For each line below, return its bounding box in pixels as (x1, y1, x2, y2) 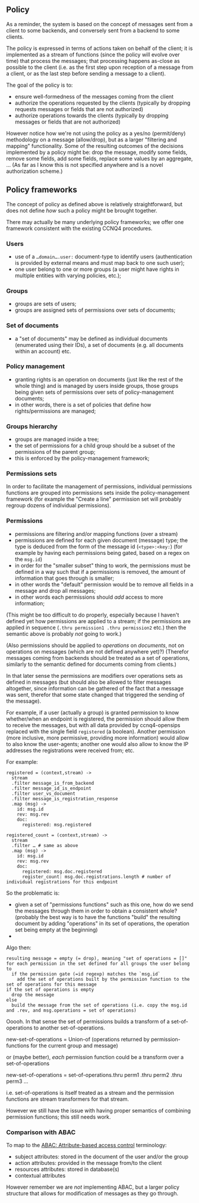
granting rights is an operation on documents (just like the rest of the (14, 375, 183, 383)
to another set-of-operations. (33, 1024, 105, 1031)
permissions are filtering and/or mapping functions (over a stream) (14, 530, 178, 537)
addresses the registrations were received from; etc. (6, 747, 135, 754)
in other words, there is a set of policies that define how (14, 401, 151, 408)
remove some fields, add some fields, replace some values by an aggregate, (6, 154, 193, 162)
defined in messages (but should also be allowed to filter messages (6, 678, 171, 686)
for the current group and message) (30, 1042, 118, 1049)
